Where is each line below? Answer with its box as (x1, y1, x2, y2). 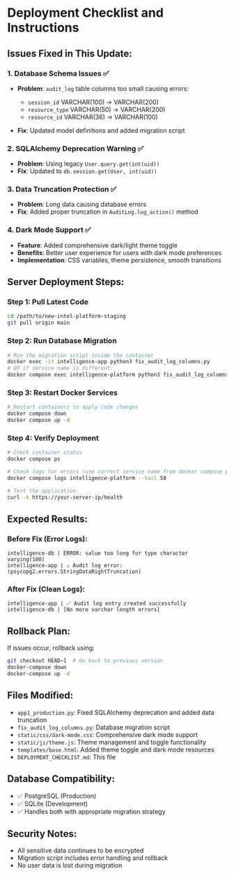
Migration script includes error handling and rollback (17, 854, 169, 862)
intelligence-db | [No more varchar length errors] (7, 606, 160, 613)
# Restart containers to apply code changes (7, 404, 139, 411)
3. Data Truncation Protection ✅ (7, 184, 117, 194)
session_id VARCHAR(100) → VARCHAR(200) (27, 98, 159, 106)
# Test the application (7, 487, 77, 494)
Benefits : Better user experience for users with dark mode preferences (17, 248, 222, 256)
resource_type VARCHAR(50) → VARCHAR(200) (27, 105, 166, 113)
